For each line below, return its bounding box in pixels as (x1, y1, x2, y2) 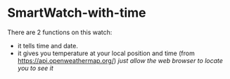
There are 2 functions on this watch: (7, 28, 113, 36)
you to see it (17, 64, 54, 72)
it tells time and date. (17, 41, 79, 50)
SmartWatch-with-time (7, 5, 146, 21)
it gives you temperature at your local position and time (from (17, 49, 195, 57)
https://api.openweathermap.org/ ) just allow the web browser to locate (17, 56, 224, 64)
